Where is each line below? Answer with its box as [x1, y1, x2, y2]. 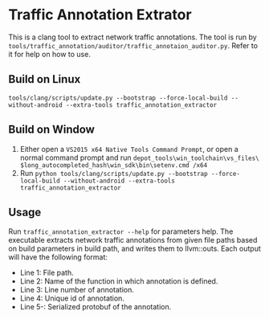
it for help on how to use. [8, 49, 91, 59]
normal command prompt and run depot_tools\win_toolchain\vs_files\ [19, 153, 259, 162]
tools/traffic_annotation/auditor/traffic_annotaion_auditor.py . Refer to [8, 40, 259, 50]
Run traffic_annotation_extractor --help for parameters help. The [8, 227, 234, 236]
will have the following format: [8, 252, 108, 262]
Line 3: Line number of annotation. [19, 285, 135, 295]
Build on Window [8, 123, 95, 137]
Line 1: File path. [19, 268, 74, 278]
